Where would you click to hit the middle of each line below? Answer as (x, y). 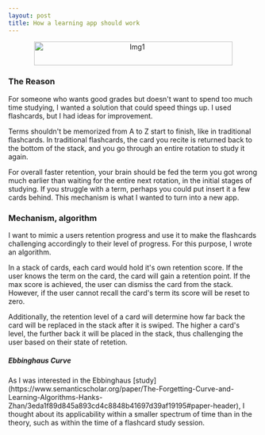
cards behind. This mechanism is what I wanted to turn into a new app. (124, 197)
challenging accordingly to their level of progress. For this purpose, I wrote (130, 244)
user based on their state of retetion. (68, 342)
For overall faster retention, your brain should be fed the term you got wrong (133, 172)
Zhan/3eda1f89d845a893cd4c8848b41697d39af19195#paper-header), (125, 406)
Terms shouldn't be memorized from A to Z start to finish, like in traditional (130, 131)
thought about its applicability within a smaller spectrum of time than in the (130, 414)
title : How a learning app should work (74, 23)
